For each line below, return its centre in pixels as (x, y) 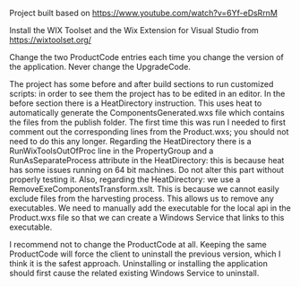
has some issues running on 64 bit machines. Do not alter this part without (147, 170)
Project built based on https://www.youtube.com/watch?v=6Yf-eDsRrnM (143, 13)
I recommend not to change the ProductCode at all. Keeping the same (138, 244)
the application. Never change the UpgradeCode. (100, 67)
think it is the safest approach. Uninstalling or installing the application (139, 263)
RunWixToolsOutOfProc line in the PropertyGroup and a (111, 151)
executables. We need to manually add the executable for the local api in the (150, 208)
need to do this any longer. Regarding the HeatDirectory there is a (131, 141)
